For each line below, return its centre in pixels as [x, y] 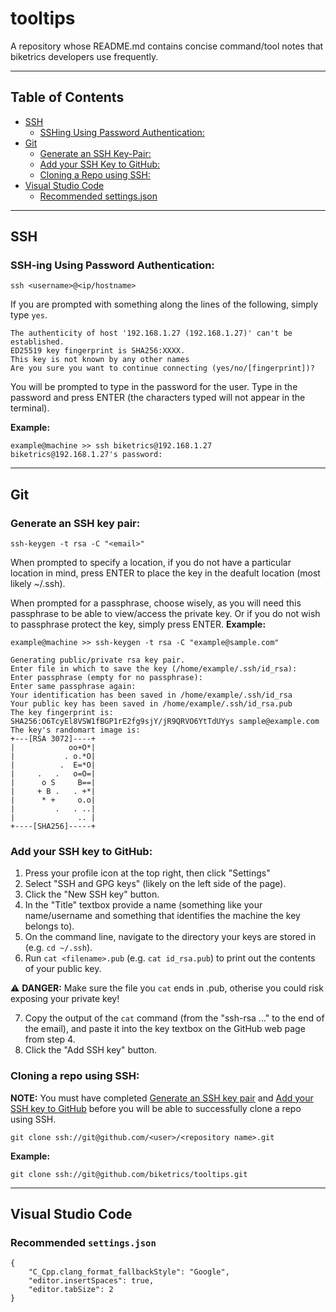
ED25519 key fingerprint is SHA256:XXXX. [98, 351]
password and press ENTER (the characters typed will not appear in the [158, 398]
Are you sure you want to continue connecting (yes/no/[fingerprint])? [162, 368]
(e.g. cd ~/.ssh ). [58, 948]
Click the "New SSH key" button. [92, 894]
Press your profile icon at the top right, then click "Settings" [147, 873]
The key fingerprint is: [62, 713]
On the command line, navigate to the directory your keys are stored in [170, 937]
